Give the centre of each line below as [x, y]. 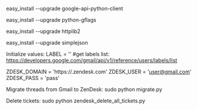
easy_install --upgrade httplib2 [43, 31]
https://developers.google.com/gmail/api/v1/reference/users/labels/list [92, 60]
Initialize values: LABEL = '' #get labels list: [58, 54]
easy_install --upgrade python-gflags [51, 20]
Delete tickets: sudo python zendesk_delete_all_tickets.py [76, 101]
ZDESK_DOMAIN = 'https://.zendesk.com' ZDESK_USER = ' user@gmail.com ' [99, 72]
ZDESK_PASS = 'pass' [33, 78]
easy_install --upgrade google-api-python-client [65, 9]
